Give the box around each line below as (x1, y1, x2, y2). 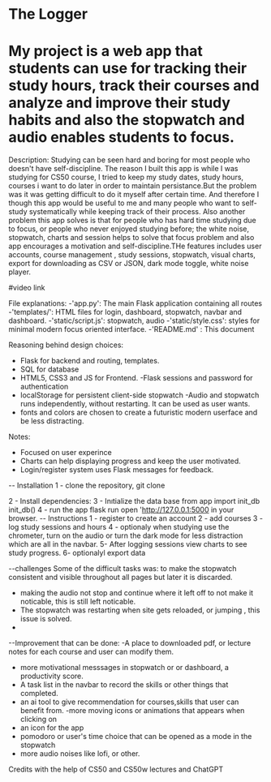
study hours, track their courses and (8, 76, 260, 95)
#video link (8, 283, 45, 293)
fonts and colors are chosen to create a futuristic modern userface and (19, 407, 258, 418)
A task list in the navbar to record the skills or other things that (19, 680, 229, 690)
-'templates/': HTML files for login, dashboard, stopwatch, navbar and (8, 307, 242, 317)
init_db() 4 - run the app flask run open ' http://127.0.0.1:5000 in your (8, 505, 234, 515)
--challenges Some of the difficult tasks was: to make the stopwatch (8, 564, 237, 574)
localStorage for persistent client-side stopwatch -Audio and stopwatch (19, 390, 260, 400)
